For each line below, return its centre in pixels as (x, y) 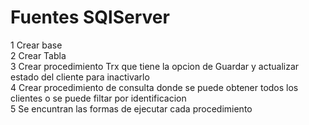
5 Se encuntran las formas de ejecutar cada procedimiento (131, 108)
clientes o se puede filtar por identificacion (98, 98)
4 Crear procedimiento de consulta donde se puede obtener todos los (154, 87)
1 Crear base (36, 45)
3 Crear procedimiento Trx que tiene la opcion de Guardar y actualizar (155, 66)
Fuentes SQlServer (90, 17)
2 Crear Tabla (38, 55)
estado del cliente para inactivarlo (80, 77)
